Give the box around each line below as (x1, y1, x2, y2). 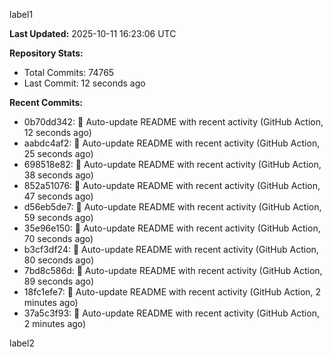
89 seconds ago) (23, 275, 94, 287)
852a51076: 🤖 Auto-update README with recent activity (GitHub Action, (23, 180, 321, 191)
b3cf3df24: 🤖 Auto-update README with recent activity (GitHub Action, (23, 244, 319, 255)
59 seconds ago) (23, 212, 94, 223)
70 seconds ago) (23, 233, 94, 244)
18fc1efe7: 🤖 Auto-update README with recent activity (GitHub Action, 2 (23, 286, 322, 298)
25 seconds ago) (23, 148, 94, 159)
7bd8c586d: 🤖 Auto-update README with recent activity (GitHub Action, (23, 265, 323, 276)
